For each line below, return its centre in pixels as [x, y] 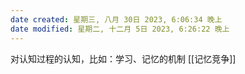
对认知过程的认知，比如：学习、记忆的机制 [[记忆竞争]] [123, 58]
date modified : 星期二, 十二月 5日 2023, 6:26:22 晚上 [120, 29]
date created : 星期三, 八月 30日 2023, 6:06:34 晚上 [116, 19]
